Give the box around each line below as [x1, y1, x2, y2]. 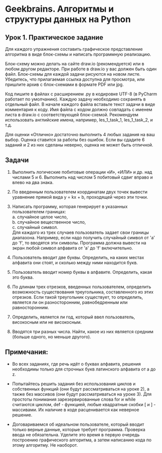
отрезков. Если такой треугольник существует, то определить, [12, 294, 144, 300]
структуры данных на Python [5, 14, 131, 25]
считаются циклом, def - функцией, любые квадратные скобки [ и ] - [12, 401, 156, 407]
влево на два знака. [12, 179, 54, 185]
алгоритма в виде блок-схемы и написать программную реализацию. [5, 51, 152, 57]
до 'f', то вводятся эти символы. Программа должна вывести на [12, 240, 146, 246]
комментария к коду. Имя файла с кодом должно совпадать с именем [5, 106, 152, 112]
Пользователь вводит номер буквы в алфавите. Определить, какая [12, 269, 152, 275]
